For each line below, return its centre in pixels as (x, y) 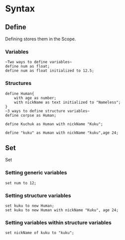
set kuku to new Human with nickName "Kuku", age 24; (62, 210)
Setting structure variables (38, 195)
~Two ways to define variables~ (38, 62)
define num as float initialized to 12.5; (50, 71)
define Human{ (20, 93)
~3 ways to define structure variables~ (48, 111)
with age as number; (35, 98)
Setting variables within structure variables (58, 223)
